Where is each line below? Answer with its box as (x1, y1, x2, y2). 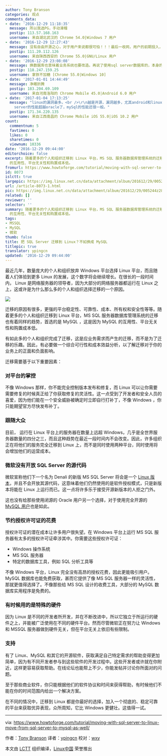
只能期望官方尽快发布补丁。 (5, 403, 62, 409)
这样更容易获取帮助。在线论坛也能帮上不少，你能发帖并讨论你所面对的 (13, 665, 158, 671)
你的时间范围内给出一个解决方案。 (13, 688, 83, 694)
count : (5, 118, 19, 124)
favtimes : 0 (9, 128, 35, 133)
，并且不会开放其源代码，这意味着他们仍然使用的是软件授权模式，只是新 (9, 480, 158, 486)
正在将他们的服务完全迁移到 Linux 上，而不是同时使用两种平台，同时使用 (5, 442, 154, 448)
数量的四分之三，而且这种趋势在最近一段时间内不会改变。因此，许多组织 (13, 435, 162, 442)
